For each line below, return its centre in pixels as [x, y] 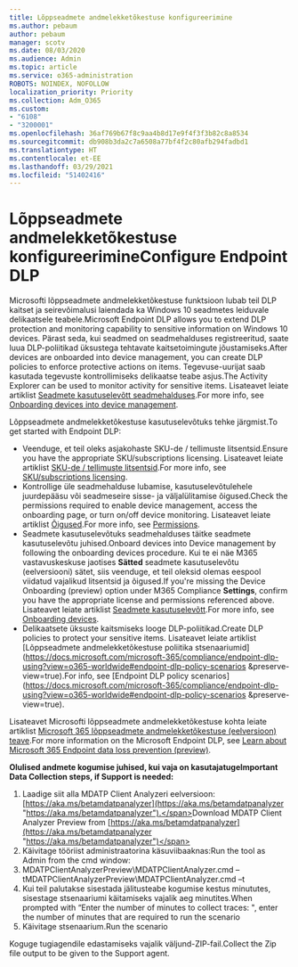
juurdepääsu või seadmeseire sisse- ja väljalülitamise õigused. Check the [155, 496]
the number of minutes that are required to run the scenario [131, 917]
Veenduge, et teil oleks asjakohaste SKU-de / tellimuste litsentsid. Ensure [155, 449]
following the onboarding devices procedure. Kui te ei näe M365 [140, 553]
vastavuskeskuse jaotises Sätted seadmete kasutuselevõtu [130, 562]
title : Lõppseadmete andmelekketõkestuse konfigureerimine [121, 17]
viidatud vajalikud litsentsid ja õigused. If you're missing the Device [144, 581]
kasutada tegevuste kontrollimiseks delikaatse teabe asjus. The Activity [139, 376]
